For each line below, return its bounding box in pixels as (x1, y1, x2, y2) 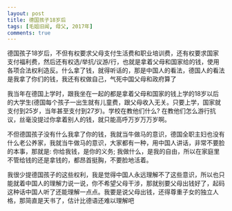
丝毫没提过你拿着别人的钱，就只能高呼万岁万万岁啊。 (19, 115, 171, 124)
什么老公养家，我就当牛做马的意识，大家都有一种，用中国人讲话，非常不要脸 (7, 139, 225, 147)
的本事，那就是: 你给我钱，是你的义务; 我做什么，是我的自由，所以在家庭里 (7, 148, 220, 156)
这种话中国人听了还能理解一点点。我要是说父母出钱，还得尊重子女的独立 (7, 188, 213, 197)
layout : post (7, 10, 45, 17)
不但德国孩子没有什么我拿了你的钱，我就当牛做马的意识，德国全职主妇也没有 (7, 130, 225, 139)
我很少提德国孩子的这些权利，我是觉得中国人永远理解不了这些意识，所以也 (7, 170, 219, 179)
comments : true (7, 29, 51, 37)
